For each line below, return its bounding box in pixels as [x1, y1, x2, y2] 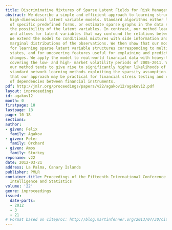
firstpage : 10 [5, 103, 36, 108]
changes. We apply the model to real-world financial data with [10, 55, 150, 60]
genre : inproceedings [5, 189, 52, 194]
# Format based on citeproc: [5, 217, 68, 222]
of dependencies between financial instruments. [10, 79, 116, 84]
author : [5, 121, 22, 127]
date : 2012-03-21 [5, 160, 42, 165]
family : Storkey [10, 151, 45, 156]
